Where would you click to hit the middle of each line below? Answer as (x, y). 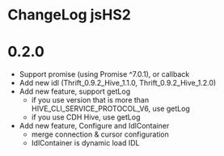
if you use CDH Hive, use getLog (86, 117)
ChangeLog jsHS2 (69, 15)
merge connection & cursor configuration (100, 134)
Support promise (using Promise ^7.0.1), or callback (104, 74)
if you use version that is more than (90, 100)
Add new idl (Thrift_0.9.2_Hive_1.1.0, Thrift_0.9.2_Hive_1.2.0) (118, 83)
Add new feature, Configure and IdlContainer (94, 126)
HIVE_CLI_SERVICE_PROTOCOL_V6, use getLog (111, 109)
